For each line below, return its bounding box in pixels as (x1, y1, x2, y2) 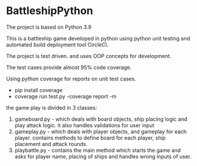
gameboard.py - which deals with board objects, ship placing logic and (14, 116, 188, 123)
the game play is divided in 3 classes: (6, 104, 97, 111)
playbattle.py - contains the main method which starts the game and (14, 147, 181, 154)
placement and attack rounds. (14, 140, 88, 147)
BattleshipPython (6, 4, 93, 18)
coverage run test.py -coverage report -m (14, 93, 117, 100)
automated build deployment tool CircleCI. (6, 41, 109, 48)
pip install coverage (14, 86, 63, 93)
